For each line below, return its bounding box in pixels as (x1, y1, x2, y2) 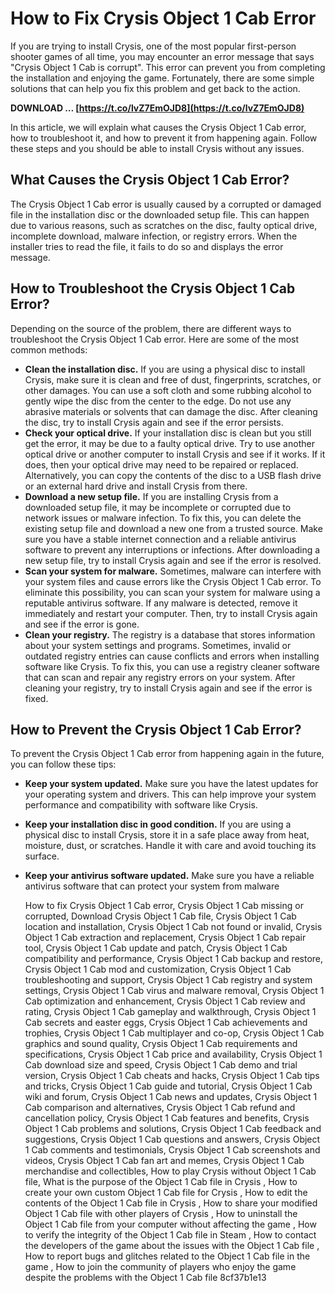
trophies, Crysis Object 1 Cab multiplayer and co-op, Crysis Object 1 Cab (24, 1027, 325, 1039)
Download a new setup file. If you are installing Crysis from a (24, 490, 279, 502)
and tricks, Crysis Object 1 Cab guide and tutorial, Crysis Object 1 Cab (24, 1080, 313, 1092)
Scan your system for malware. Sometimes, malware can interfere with (24, 565, 322, 577)
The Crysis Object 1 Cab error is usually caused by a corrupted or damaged (10, 198, 322, 210)
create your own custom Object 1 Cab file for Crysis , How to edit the (24, 1187, 308, 1199)
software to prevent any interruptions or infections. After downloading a (24, 543, 321, 556)
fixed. (24, 692, 49, 704)
